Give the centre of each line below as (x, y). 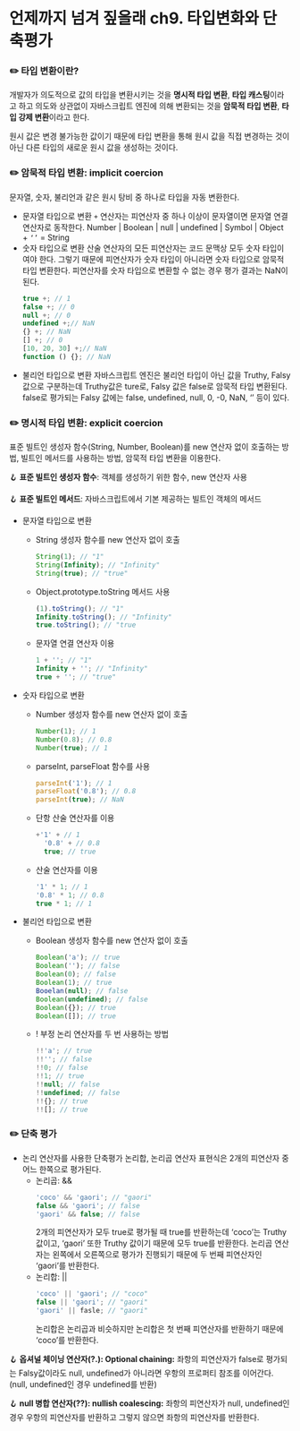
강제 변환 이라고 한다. (54, 117)
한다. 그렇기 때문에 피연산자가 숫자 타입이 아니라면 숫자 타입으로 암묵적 (162, 259)
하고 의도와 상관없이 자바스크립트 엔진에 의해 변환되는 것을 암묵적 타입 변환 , (149, 106)
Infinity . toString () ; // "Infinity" (104, 617)
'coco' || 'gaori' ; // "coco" (92, 1294)
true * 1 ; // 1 (63, 904)
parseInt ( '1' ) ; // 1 (74, 783)
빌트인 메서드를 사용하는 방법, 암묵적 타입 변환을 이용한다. (121, 458)
